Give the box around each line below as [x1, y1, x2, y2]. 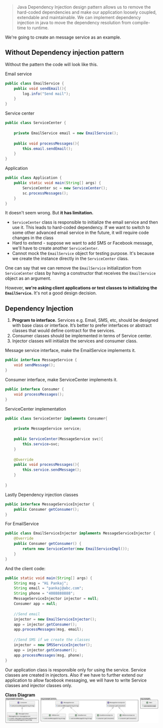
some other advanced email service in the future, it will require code [12, 229, 149, 236]
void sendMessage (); [14, 363, 55, 368]
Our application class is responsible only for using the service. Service [5, 666, 146, 673]
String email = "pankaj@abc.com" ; [14, 586, 84, 591]
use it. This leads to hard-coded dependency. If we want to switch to [12, 225, 150, 230]
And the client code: [5, 565, 46, 571]
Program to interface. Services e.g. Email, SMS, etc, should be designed [12, 317, 159, 323]
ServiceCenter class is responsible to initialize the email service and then [12, 219, 158, 225]
